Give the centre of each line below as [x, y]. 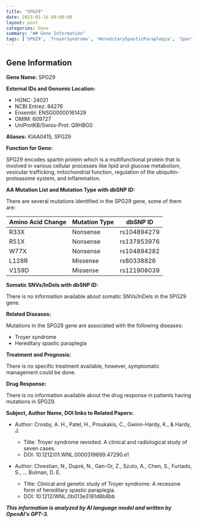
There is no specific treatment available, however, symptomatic [83, 366]
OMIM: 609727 [33, 119]
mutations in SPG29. [31, 401]
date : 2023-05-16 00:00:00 [39, 17]
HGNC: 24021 [31, 100]
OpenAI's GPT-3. [27, 514]
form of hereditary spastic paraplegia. [70, 490]
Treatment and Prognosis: [39, 354]
